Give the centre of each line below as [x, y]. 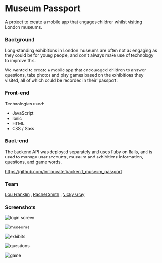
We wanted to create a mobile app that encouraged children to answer [75, 70]
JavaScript [23, 113]
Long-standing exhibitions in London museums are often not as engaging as [81, 50]
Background [20, 39]
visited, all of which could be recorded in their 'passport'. [62, 80]
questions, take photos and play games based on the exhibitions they [74, 75]
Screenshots [20, 207]
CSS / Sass [23, 128]
